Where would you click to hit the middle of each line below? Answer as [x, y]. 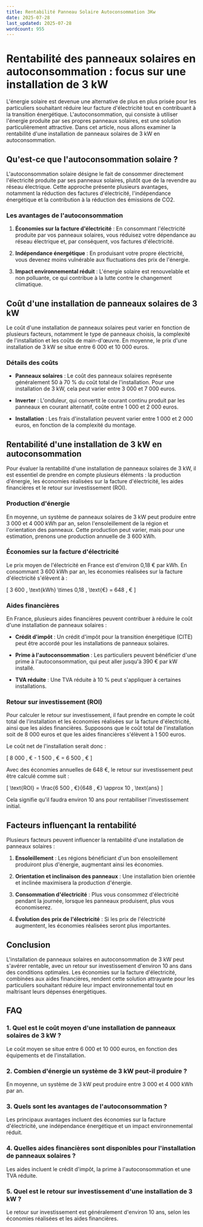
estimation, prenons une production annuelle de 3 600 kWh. [81, 536]
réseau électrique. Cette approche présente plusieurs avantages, [87, 187]
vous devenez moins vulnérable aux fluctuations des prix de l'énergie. [102, 260]
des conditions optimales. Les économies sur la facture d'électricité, [92, 973]
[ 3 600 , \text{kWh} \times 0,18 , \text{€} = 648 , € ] [71, 590]
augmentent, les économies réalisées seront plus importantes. [93, 926]
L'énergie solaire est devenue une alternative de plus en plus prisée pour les [101, 101]
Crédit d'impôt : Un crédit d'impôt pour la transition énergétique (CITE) [104, 637]
